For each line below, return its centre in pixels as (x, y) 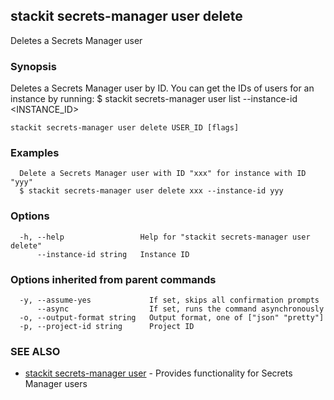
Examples (35, 153)
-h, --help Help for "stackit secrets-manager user (165, 237)
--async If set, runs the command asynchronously (180, 309)
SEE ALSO (35, 351)
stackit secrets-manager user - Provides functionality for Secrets (158, 373)
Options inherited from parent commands (113, 279)
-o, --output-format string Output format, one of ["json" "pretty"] (172, 318)
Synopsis (33, 66)
